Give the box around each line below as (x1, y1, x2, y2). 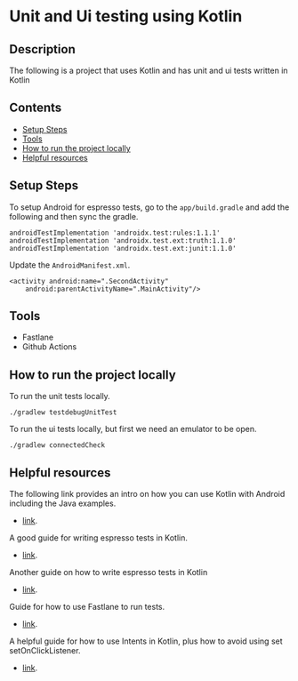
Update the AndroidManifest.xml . (9, 260, 131, 270)
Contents (9, 100, 62, 116)
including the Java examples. (9, 498, 117, 509)
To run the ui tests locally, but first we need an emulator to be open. (9, 424, 257, 435)
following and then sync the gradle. (9, 211, 139, 221)
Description (9, 42, 76, 57)
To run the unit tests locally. (9, 391, 111, 402)
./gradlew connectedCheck (9, 441, 105, 450)
